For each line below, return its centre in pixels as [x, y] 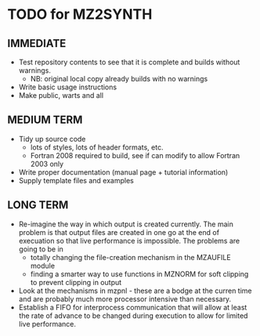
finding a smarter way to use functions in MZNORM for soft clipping [139, 274]
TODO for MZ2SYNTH [80, 14]
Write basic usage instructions [68, 87]
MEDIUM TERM [45, 120]
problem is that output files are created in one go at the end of [119, 232]
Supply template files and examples [76, 180]
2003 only [47, 164]
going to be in [41, 249]
